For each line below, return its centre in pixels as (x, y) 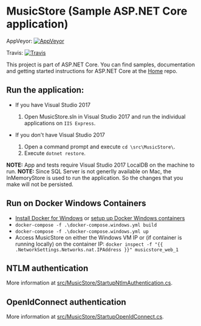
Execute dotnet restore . (55, 153)
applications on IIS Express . (60, 123)
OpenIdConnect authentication (66, 302)
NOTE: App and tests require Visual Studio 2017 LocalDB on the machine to (101, 165)
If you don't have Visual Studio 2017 (60, 134)
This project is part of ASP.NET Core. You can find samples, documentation (101, 64)
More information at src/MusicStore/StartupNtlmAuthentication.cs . (90, 283)
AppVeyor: (19, 41)
